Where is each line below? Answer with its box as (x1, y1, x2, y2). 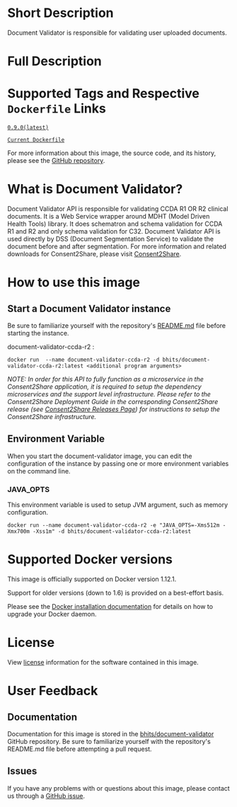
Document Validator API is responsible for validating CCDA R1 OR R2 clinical (7, 205, 229, 213)
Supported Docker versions (7, 551, 173, 568)
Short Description (7, 5, 115, 21)
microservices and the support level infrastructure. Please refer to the (7, 390, 211, 398)
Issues (7, 765, 37, 777)
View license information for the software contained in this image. (7, 658, 200, 666)
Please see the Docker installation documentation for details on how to (7, 602, 214, 611)
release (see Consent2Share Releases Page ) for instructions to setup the (7, 405, 221, 413)
